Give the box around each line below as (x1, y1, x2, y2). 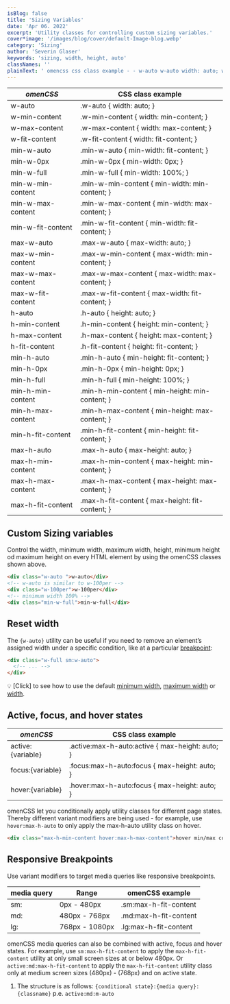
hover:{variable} (10, 785, 62, 794)
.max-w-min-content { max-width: (79, 249, 195, 258)
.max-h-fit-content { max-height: (79, 495, 191, 505)
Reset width (7, 618, 60, 630)
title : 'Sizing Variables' (7, 16, 84, 23)
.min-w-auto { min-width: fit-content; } (79, 145, 209, 155)
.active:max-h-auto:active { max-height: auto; (68, 741, 219, 750)
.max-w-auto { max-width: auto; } (79, 238, 191, 247)
